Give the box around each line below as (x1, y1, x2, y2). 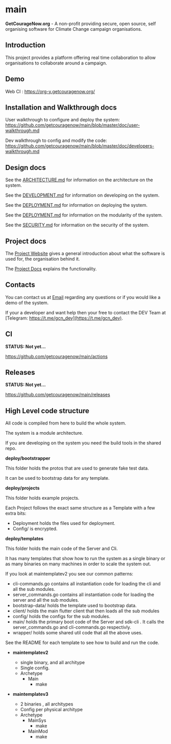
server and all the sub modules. (12, 597, 79, 603)
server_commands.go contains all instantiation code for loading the (12, 591, 155, 598)
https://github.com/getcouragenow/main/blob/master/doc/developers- (5, 143, 155, 149)
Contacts (5, 281, 36, 289)
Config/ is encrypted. (12, 526, 58, 532)
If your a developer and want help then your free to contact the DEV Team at (5, 309, 166, 315)
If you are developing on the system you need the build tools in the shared (5, 440, 162, 446)
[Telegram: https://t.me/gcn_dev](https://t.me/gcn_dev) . (5, 315, 124, 321)
